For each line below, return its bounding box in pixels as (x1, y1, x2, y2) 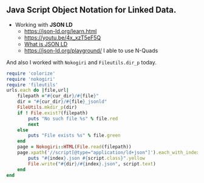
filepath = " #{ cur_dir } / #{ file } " (17, 93, 99, 99)
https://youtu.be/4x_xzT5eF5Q (24, 33, 101, 41)
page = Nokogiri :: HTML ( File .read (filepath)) (17, 144, 132, 150)
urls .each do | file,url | (6, 88, 69, 94)
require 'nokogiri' (6, 76, 56, 82)
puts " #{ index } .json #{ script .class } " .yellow (28, 155, 146, 161)
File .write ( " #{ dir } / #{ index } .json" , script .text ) (28, 161, 156, 167)
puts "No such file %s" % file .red (28, 116, 118, 122)
